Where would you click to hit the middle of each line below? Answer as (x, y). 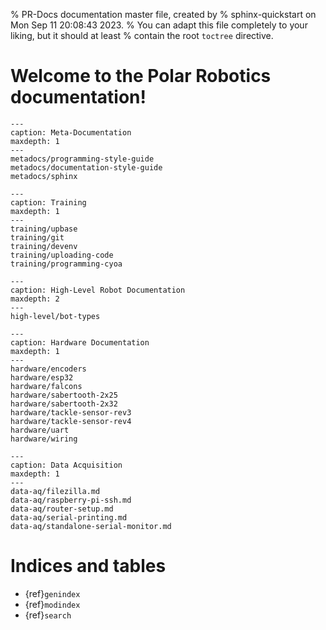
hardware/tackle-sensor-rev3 (71, 412)
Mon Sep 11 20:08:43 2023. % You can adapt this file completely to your (159, 25)
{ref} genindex (52, 593)
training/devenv (44, 246)
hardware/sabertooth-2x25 (64, 395)
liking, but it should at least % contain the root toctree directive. (142, 35)
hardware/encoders (48, 369)
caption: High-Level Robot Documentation (98, 290)
